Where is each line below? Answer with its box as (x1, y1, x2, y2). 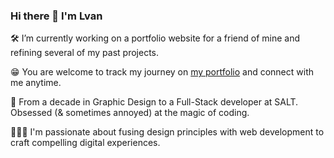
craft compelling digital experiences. (10, 137, 161, 149)
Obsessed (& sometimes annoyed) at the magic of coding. (10, 107, 250, 119)
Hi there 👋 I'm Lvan (10, 9, 103, 23)
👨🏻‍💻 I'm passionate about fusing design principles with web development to (10, 126, 325, 138)
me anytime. (10, 77, 62, 89)
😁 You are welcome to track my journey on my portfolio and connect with (10, 66, 314, 78)
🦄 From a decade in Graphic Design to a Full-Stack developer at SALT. (10, 96, 299, 108)
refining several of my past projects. (10, 47, 160, 59)
